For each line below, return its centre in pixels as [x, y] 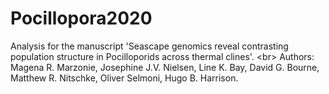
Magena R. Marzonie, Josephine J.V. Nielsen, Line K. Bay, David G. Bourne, [165, 67]
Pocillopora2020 [81, 18]
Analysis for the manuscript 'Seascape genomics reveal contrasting [149, 46]
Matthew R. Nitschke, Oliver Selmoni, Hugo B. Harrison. [124, 78]
